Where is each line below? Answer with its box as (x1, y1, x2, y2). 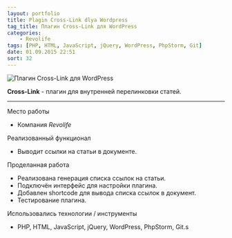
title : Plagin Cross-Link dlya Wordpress (7, 17, 128, 23)
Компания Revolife (17, 120, 72, 128)
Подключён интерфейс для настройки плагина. (17, 181, 157, 190)
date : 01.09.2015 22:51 (7, 49, 76, 56)
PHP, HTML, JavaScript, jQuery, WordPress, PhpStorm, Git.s (17, 222, 189, 231)
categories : (7, 29, 41, 37)
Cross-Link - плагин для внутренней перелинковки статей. (7, 87, 182, 95)
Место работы (7, 107, 50, 115)
